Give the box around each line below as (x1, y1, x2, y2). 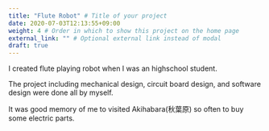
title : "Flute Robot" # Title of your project (8, 11, 168, 20)
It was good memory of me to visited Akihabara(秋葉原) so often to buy (8, 104, 244, 114)
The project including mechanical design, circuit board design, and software (8, 80, 262, 89)
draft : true (8, 42, 48, 50)
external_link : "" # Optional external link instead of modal (8, 34, 221, 43)
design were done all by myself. (8, 88, 114, 97)
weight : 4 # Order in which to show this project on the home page (8, 27, 240, 35)
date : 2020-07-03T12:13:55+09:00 (8, 19, 121, 27)
